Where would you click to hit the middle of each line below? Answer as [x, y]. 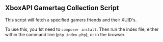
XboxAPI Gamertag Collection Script [62, 8]
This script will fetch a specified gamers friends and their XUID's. [71, 20]
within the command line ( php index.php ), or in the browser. [65, 34]
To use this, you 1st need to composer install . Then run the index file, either [82, 29]
